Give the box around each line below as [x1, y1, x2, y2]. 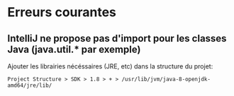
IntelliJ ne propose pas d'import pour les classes [7, 32, 227, 44]
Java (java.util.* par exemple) [7, 43, 141, 55]
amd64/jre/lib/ [7, 82, 52, 89]
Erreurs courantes [7, 4, 117, 20]
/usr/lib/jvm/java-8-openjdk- [121, 76, 211, 83]
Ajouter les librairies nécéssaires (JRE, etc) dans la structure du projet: [7, 62, 213, 71]
